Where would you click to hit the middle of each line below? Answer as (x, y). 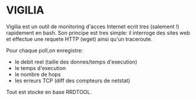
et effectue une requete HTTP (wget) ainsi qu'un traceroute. (79, 39)
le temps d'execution (40, 68)
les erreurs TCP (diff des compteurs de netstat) (72, 81)
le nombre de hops (38, 74)
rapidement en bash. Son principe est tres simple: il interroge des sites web (98, 32)
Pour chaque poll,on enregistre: (45, 50)
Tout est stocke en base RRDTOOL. (49, 92)
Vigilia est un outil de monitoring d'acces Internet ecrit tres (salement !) (93, 26)
